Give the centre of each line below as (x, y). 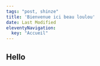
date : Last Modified (31, 22)
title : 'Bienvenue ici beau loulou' (51, 17)
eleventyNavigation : (31, 28)
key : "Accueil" (30, 33)
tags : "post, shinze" (32, 11)
